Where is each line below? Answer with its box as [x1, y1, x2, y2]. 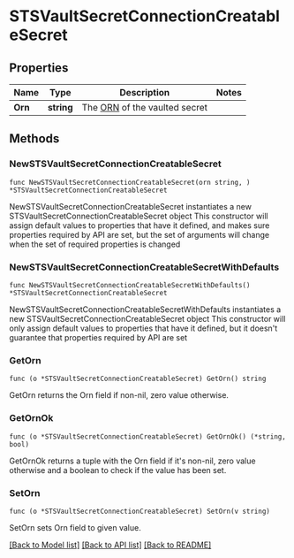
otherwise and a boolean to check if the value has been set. [9, 464, 227, 475]
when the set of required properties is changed [9, 239, 181, 249]
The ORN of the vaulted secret [81, 102, 208, 113]
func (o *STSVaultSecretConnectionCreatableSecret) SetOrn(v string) [9, 507, 271, 516]
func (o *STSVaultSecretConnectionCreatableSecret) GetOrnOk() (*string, [9, 432, 287, 441]
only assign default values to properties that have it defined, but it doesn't [9, 323, 278, 333]
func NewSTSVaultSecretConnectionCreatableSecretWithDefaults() [9, 280, 251, 289]
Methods [9, 131, 60, 147]
